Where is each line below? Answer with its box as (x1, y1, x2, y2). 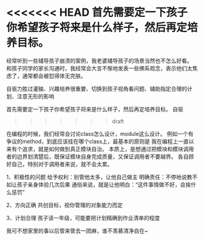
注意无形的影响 (16, 92, 55, 100)
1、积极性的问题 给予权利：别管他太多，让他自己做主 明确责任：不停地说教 (6, 173, 192, 181)
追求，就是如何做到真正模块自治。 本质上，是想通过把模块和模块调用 (22, 145, 194, 152)
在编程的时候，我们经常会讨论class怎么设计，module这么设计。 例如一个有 (6, 130, 194, 137)
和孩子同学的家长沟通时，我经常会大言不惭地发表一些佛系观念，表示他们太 (6, 64, 192, 72)
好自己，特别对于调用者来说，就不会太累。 (6, 160, 113, 167)
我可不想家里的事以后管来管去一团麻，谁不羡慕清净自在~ (6, 227, 149, 234)
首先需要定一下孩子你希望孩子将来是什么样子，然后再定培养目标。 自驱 (6, 105, 183, 113)
